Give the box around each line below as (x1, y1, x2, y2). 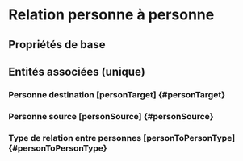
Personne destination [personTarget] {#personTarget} (8, 89, 226, 100)
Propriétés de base (8, 38, 106, 52)
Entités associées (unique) (8, 64, 145, 78)
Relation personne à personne (8, 6, 215, 24)
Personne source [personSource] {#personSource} (8, 110, 214, 122)
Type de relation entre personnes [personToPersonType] (8, 132, 236, 143)
